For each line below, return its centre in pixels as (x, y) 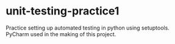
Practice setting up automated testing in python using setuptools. (88, 28)
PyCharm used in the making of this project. (61, 34)
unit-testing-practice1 (62, 11)
